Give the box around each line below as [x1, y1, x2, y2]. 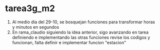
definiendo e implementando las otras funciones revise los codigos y [12, 34, 150, 40]
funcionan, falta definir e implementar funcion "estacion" [12, 39, 126, 45]
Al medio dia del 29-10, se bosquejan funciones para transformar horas [12, 19, 155, 25]
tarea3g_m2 [5, 3, 55, 14]
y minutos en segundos [12, 24, 59, 30]
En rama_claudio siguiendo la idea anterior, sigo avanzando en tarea [12, 29, 149, 35]
